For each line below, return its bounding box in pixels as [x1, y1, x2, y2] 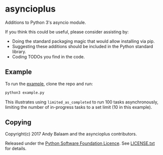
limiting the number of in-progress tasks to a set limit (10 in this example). [5, 104, 152, 110]
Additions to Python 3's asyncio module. [5, 19, 86, 25]
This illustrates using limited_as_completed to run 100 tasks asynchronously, [5, 99, 159, 105]
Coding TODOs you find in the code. [12, 53, 85, 59]
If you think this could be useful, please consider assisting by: [5, 29, 129, 34]
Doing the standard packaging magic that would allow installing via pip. [12, 38, 155, 44]
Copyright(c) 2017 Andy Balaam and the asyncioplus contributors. [5, 131, 137, 137]
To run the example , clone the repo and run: [5, 81, 93, 86]
